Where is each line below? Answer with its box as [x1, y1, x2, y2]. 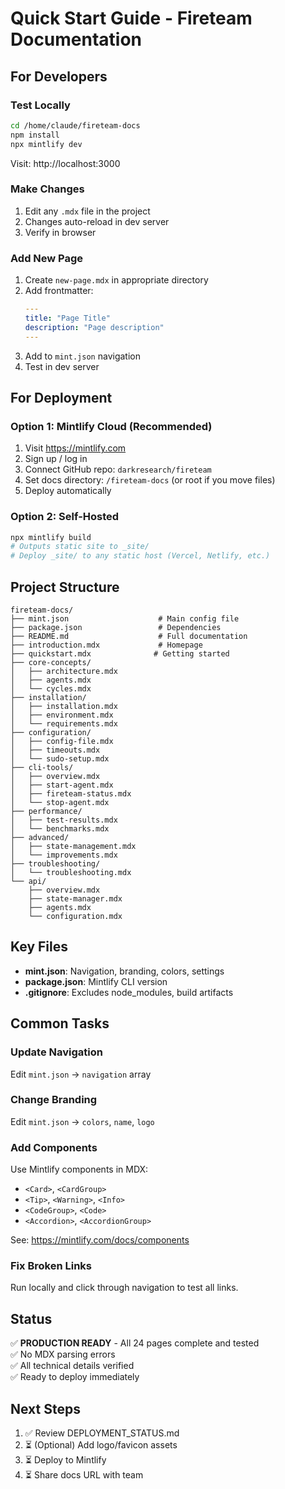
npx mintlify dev [10, 139, 83, 149]
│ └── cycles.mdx [10, 684, 92, 694]
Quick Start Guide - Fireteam [10, 7, 253, 30]
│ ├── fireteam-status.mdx [10, 789, 132, 799]
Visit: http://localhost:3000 [10, 157, 121, 169]
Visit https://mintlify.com [24, 442, 127, 454]
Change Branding [10, 1093, 98, 1107]
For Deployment [10, 389, 113, 406]
